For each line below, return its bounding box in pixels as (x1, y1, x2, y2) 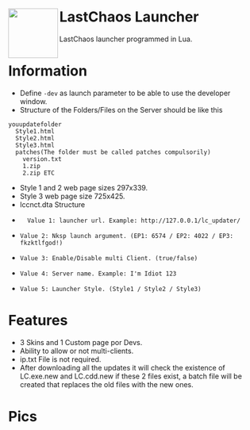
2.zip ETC (22, 169, 56, 177)
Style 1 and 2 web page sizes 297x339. (19, 182, 148, 192)
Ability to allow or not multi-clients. (19, 346, 134, 355)
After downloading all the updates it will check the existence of (19, 363, 226, 372)
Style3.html (15, 141, 56, 149)
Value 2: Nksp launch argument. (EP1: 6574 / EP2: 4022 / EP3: (19, 232, 234, 240)
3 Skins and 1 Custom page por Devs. (19, 337, 143, 347)
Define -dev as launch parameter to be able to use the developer (19, 88, 231, 98)
